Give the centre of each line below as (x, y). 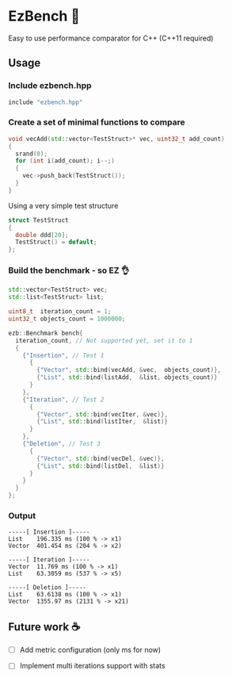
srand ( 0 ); (31, 154)
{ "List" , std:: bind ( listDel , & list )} (101, 466)
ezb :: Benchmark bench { (46, 333)
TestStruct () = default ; (56, 242)
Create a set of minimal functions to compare (97, 122)
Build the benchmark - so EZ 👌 (69, 270)
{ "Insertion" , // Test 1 (63, 355)
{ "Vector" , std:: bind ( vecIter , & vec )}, (103, 414)
